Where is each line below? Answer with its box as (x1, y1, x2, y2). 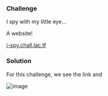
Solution (6, 57, 32, 65)
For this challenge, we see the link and (6, 70, 103, 78)
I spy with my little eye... (6, 18, 67, 26)
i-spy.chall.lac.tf (6, 41, 47, 49)
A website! (6, 30, 33, 37)
